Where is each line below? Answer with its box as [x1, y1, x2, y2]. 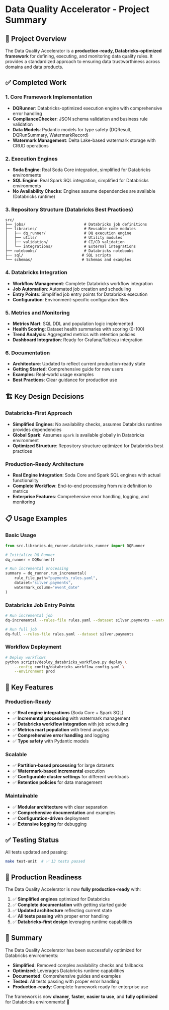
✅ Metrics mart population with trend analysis [12, 727, 110, 732]
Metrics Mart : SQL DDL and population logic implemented [12, 321, 133, 327]
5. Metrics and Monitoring [5, 309, 70, 316]
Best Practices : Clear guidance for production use [12, 377, 117, 383]
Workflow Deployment [5, 644, 61, 651]
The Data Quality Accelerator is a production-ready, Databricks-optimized [5, 48, 162, 54]
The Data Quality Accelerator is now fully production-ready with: [5, 886, 141, 892]
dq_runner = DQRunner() [5, 557, 55, 562]
